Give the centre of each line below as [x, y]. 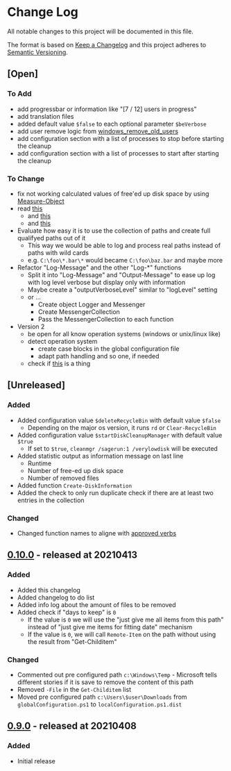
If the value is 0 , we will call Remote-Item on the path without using [122, 634]
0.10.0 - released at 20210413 [72, 555]
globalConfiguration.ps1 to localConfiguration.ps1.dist [100, 704]
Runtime [40, 463]
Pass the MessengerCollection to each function [106, 319]
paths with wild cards [58, 252]
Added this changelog [49, 590]
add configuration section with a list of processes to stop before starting [120, 138]
